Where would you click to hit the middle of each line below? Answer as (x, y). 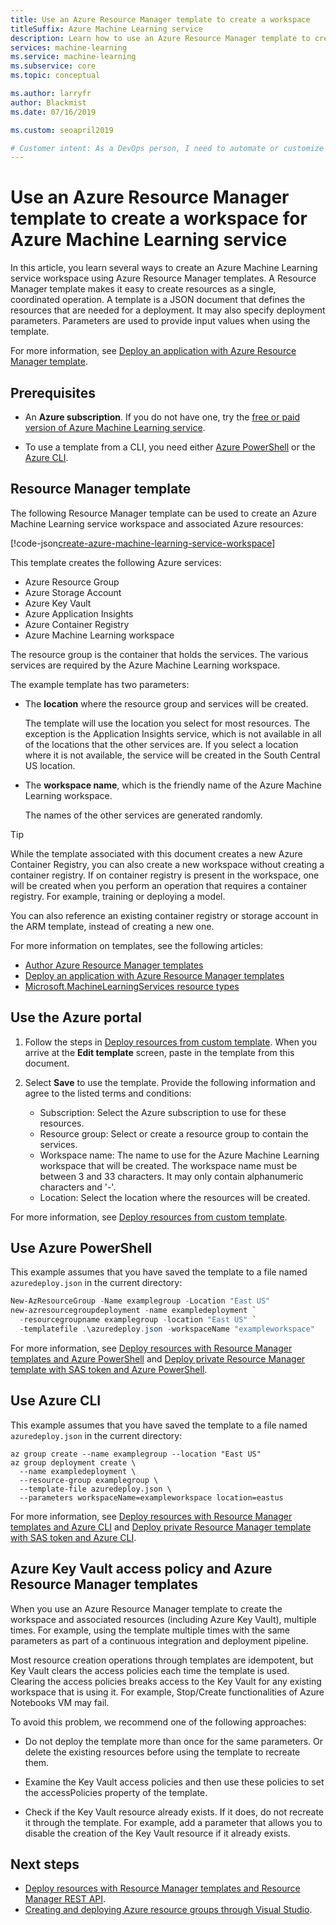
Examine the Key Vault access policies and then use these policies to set (174, 1782)
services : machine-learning (69, 47)
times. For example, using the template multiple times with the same (150, 1630)
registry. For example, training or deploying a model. (118, 896)
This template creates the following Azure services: (116, 562)
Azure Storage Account (73, 592)
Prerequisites (53, 392)
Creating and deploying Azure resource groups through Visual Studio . (168, 1910)
